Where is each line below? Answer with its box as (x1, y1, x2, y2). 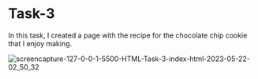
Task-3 (8, 5, 55, 23)
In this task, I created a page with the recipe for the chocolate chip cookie (8, 31, 248, 40)
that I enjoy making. (8, 38, 73, 48)
